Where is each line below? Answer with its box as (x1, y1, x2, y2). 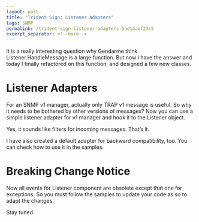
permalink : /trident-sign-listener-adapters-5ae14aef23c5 (6, 25, 154, 32)
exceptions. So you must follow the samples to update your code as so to (6, 191, 188, 198)
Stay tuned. (6, 209, 35, 216)
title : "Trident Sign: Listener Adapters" (6, 14, 114, 20)
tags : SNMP (6, 20, 34, 26)
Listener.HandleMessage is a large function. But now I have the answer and (6, 54, 192, 61)
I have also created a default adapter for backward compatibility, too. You (6, 137, 188, 145)
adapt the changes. (6, 197, 54, 204)
